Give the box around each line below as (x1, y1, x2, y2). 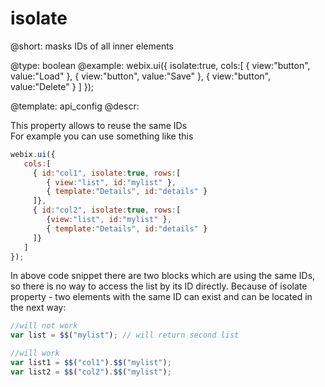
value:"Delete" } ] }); (10, 80, 94, 92)
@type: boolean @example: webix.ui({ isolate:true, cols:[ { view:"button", (10, 59, 311, 71)
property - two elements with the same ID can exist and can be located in (10, 291, 313, 303)
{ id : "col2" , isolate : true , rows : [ (32, 205, 182, 216)
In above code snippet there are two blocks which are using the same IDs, (10, 270, 316, 282)
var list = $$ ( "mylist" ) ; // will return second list (10, 330, 240, 341)
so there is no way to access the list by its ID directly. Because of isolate (10, 280, 308, 292)
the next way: (10, 302, 67, 314)
